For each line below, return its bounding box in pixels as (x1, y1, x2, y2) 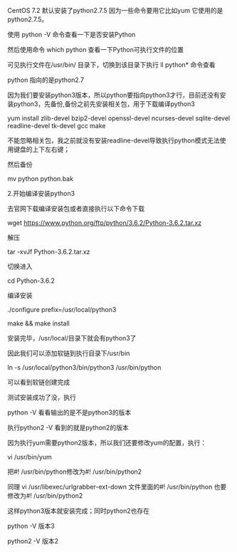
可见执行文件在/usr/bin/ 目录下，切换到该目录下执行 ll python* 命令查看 (7, 61, 216, 69)
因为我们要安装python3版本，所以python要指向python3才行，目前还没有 (7, 91, 220, 99)
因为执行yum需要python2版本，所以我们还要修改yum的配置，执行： (7, 439, 207, 447)
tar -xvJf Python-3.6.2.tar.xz (7, 248, 90, 256)
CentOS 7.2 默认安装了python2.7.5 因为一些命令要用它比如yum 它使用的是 (7, 6, 223, 14)
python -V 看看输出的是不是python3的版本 (7, 408, 132, 417)
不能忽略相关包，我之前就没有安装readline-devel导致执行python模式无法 (7, 136, 220, 145)
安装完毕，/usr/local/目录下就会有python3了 (7, 334, 137, 342)
